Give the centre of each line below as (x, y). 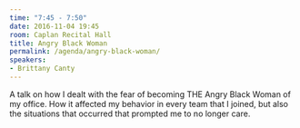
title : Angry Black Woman (58, 43)
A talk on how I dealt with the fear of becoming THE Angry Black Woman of (150, 94)
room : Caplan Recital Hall (60, 34)
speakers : (28, 60)
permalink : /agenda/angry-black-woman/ (85, 52)
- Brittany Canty (42, 69)
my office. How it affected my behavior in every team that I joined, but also (149, 103)
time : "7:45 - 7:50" (49, 18)
